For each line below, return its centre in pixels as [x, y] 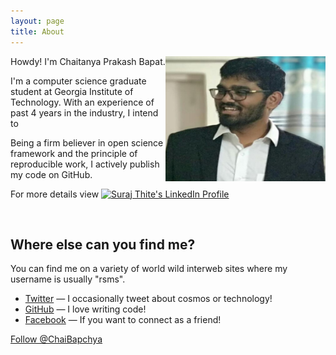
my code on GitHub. [51, 174]
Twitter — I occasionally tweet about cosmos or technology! [148, 299]
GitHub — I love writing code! [85, 309]
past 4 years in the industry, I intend [84, 112]
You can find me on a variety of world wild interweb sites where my [149, 269]
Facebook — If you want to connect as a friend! [123, 320]
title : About [37, 31]
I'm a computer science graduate [78, 81]
